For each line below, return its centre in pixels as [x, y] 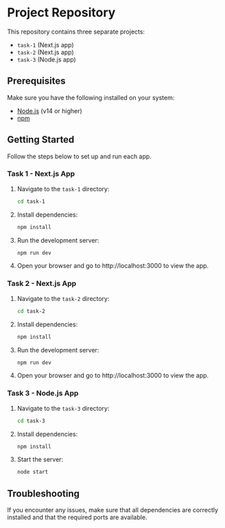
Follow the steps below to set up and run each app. [80, 156]
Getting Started [41, 140]
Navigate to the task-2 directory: [63, 298]
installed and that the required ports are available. [77, 517]
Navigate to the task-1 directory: [63, 189]
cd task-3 [31, 421]
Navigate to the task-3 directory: [63, 408]
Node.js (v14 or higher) [49, 110]
